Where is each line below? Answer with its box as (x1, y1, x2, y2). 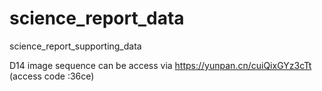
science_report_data (9, 7, 185, 30)
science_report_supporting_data (9, 40, 142, 52)
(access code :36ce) (9, 70, 95, 82)
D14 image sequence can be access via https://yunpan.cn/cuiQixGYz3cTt (9, 59, 312, 71)
